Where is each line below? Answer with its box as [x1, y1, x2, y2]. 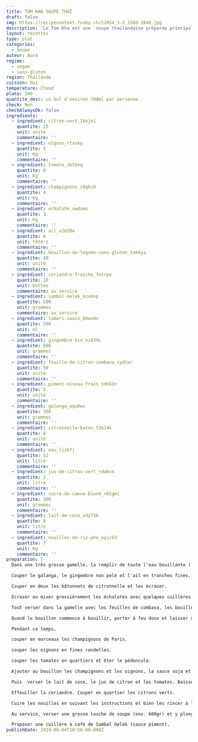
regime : [6, 58, 25, 64]
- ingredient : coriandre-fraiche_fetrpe [11, 272, 112, 278]
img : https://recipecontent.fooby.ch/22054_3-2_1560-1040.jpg [6, 19, 162, 25]
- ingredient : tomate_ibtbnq [11, 162, 83, 168]
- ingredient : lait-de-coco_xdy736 [11, 513, 99, 519]
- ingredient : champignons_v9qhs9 [11, 184, 96, 190]
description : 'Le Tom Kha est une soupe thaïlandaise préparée [6, 25, 167, 31]
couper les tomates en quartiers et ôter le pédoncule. [11, 658, 151, 664]
